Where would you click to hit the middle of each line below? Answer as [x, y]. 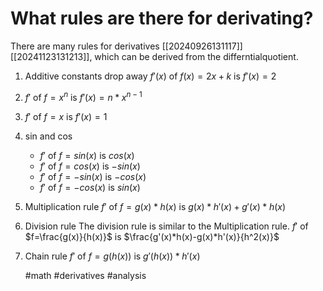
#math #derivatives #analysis [85, 275]
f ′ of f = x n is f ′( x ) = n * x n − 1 [83, 96]
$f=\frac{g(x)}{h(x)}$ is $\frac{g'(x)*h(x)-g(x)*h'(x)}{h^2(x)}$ [152, 236]
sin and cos [48, 136]
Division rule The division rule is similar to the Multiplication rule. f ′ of [166, 226]
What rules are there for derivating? [162, 18]
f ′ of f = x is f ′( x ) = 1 [66, 116]
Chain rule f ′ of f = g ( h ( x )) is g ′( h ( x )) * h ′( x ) [112, 256]
